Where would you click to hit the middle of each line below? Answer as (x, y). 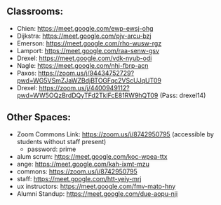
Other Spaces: (39, 117)
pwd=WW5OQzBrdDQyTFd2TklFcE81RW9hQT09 (87, 95)
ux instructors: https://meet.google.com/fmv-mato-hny (96, 186)
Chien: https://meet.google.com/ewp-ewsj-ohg (85, 28)
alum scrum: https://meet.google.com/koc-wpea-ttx (92, 156)
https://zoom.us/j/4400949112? (85, 87)
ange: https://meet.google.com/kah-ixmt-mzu (83, 164)
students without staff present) (61, 141)
